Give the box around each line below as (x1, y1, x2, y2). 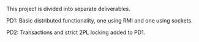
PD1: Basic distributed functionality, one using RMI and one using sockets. (6, 17, 193, 24)
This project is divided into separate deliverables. (6, 5, 130, 12)
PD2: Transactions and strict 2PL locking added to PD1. (6, 29, 146, 36)
